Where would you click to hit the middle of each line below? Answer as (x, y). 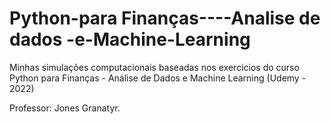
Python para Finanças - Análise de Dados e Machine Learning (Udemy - (158, 78)
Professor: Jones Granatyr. (65, 108)
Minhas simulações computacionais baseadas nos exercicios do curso (154, 67)
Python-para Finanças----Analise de (165, 18)
